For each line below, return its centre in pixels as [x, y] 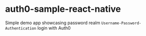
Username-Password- [121, 23]
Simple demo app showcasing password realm [53, 23]
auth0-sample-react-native [63, 9]
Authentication [21, 28]
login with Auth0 [54, 28]
